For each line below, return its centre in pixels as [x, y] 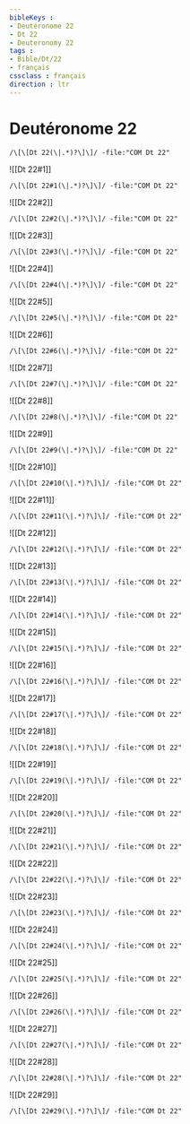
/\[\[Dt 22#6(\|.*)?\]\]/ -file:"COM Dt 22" [94, 350]
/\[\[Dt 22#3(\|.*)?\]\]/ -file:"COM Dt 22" [94, 252]
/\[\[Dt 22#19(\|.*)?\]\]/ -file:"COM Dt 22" [95, 781]
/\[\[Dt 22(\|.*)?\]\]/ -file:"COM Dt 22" [90, 152]
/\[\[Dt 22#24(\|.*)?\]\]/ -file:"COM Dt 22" [95, 946]
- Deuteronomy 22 [42, 43]
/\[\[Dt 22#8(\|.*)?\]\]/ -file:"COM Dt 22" [94, 417]
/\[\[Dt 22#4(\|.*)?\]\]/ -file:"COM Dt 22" [94, 285]
